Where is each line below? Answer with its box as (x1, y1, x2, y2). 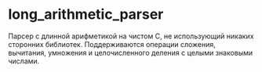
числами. (8, 56, 40, 66)
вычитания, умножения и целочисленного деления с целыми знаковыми (8, 48, 253, 57)
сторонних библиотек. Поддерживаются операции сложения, (8, 39, 216, 49)
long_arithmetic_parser (8, 5, 164, 23)
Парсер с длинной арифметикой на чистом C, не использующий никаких (8, 31, 254, 41)
